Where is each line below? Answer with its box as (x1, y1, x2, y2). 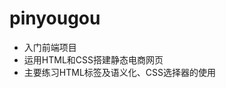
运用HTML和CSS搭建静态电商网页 (23, 53, 164, 66)
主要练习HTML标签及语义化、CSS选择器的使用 (23, 66, 216, 78)
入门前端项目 (23, 41, 77, 53)
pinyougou (9, 7, 101, 30)
